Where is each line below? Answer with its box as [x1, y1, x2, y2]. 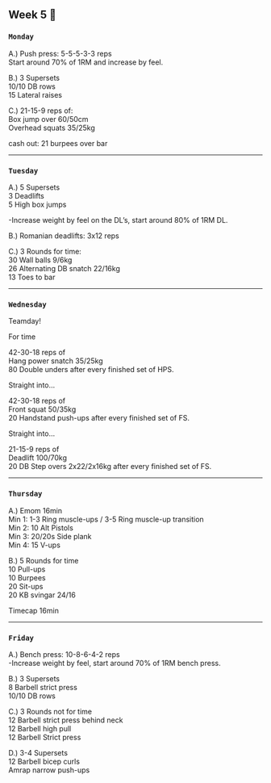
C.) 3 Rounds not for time [8, 706, 93, 716]
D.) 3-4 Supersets [8, 747, 69, 757]
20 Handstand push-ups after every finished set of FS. [8, 413, 190, 423]
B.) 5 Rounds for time [8, 555, 79, 565]
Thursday [8, 489, 43, 499]
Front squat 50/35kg [8, 404, 77, 414]
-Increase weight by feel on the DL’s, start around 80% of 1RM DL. [8, 215, 228, 224]
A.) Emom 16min [8, 505, 63, 515]
